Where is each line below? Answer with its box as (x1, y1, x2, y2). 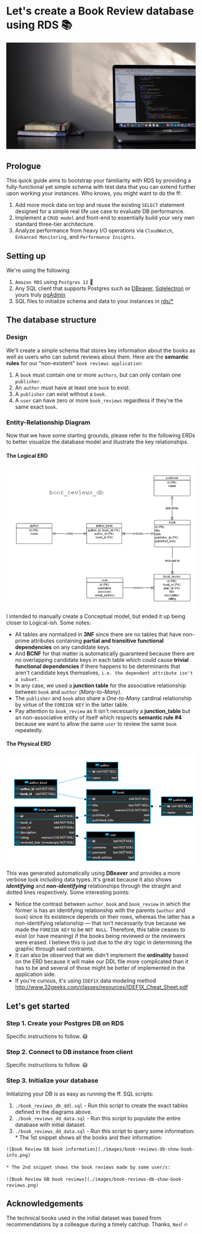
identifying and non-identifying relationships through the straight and (6, 883, 182, 890)
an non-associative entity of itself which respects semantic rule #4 (14, 714, 182, 721)
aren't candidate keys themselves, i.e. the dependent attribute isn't (14, 669, 194, 676)
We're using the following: (6, 267, 71, 274)
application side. (14, 970, 56, 978)
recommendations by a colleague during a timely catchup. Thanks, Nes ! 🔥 (6, 1221, 188, 1228)
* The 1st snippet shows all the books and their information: (14, 1134, 162, 1141)
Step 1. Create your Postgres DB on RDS (6, 1019, 124, 1027)
